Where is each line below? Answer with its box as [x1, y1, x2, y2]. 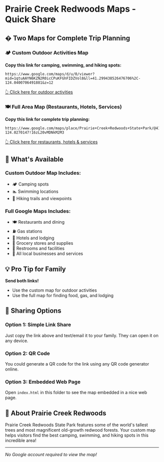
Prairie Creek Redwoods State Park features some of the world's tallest [5, 422, 148, 428]
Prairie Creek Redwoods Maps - [5, 3, 136, 15]
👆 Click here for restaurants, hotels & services [5, 139, 98, 145]
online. [5, 366, 19, 372]
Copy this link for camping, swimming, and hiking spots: [5, 62, 122, 68]
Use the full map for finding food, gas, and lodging [12, 292, 114, 298]
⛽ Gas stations [12, 229, 42, 234]
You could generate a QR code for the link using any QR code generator [5, 361, 149, 367]
